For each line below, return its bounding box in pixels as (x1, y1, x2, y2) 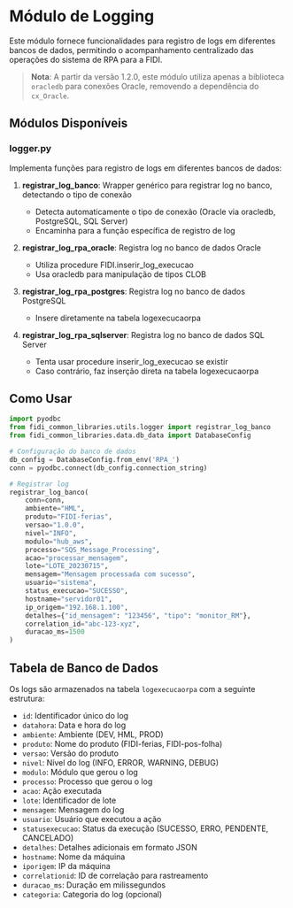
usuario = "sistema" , (25, 578, 97, 588)
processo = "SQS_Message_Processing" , (25, 545, 161, 554)
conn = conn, (25, 496, 66, 505)
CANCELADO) (21, 833, 74, 843)
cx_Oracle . (30, 90, 70, 101)
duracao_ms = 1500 (25, 627, 86, 636)
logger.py (9, 142, 51, 155)
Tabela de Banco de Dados (9, 660, 159, 675)
